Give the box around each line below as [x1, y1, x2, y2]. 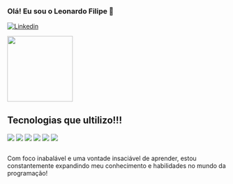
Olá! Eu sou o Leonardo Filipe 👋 [7, 6, 114, 16]
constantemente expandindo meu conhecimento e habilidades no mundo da [7, 162, 226, 170]
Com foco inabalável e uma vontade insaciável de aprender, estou [7, 154, 197, 163]
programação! [7, 169, 48, 178]
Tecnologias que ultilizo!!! [7, 114, 123, 126]
